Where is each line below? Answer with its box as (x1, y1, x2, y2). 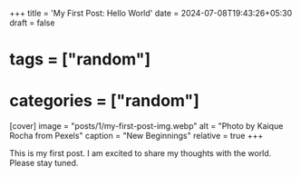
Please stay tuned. (9, 158, 79, 169)
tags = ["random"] (9, 49, 151, 70)
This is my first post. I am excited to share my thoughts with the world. (9, 148, 272, 159)
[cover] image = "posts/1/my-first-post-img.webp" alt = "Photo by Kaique (9, 121, 284, 132)
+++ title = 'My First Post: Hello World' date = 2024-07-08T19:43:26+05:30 (9, 8, 293, 18)
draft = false (9, 17, 55, 28)
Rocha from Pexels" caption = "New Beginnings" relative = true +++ (9, 131, 264, 142)
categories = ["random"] (9, 91, 199, 112)
